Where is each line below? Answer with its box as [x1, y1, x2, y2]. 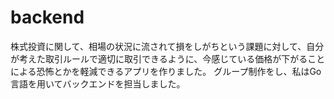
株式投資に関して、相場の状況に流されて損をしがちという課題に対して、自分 [10, 40, 325, 52]
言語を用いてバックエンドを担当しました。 [10, 77, 186, 90]
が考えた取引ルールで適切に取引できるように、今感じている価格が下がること [10, 52, 326, 65]
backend [10, 6, 85, 29]
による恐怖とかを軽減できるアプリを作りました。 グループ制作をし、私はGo [10, 65, 322, 77]
